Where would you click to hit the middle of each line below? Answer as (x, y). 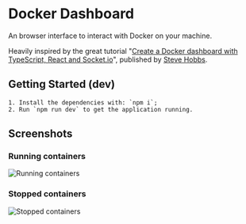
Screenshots (40, 134)
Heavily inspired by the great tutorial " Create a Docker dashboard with (123, 51)
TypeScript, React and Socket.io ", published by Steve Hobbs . (108, 59)
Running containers (47, 157)
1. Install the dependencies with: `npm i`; (83, 103)
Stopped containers (47, 194)
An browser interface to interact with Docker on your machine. (110, 36)
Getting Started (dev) (62, 84)
